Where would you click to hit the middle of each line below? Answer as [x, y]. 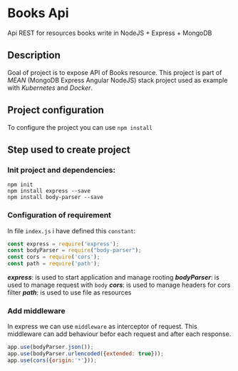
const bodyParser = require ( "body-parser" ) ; [74, 250]
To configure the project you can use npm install [80, 127]
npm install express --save [49, 191]
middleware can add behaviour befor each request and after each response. [119, 334]
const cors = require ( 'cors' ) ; [54, 257]
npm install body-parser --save [55, 198]
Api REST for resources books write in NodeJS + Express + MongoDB [110, 33]
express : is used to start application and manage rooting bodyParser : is [113, 278]
